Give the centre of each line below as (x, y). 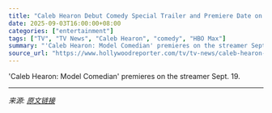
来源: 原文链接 (32, 100)
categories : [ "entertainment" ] (61, 31)
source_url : (28, 53)
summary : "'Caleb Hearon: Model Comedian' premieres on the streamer (128, 46)
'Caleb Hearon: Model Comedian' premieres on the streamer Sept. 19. (124, 76)
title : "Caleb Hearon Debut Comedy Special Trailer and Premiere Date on (136, 16)
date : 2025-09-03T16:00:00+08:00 (65, 23)
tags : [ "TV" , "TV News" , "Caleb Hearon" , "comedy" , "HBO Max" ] (117, 38)
